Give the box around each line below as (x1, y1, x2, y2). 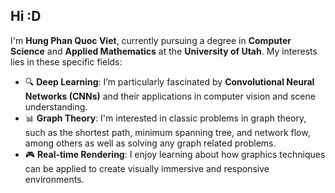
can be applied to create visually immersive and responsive (24, 162, 270, 174)
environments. (24, 173, 85, 185)
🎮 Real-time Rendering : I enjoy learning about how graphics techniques (24, 148, 326, 160)
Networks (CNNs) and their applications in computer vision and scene (24, 90, 316, 102)
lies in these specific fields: (10, 55, 123, 68)
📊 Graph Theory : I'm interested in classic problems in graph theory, (24, 112, 307, 124)
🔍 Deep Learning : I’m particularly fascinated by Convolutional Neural (24, 75, 315, 88)
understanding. (24, 100, 88, 113)
